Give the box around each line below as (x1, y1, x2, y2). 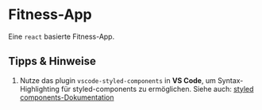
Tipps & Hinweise (8, 55, 97, 68)
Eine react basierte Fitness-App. (8, 32, 115, 41)
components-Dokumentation (19, 93, 114, 102)
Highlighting (19, 84, 60, 93)
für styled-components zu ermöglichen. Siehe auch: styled (60, 84, 254, 93)
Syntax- (217, 75, 244, 85)
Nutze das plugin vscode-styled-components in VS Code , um (19, 75, 216, 85)
